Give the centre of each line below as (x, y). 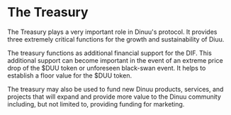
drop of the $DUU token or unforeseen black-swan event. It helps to (107, 68)
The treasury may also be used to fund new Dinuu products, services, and (115, 89)
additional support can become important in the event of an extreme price (115, 60)
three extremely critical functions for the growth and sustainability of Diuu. (116, 39)
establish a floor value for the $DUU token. (70, 75)
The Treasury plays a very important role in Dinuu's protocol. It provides (112, 32)
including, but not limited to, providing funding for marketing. (96, 104)
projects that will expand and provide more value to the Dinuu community (114, 97)
